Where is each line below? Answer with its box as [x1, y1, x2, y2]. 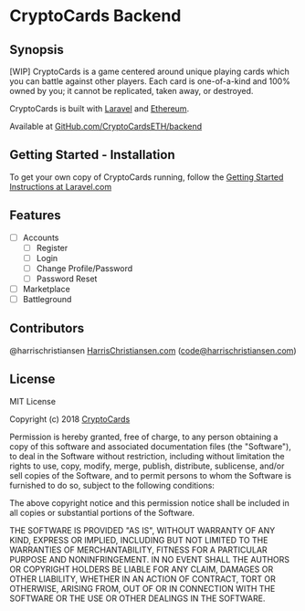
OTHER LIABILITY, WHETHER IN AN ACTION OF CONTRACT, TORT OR [9, 573, 276, 585]
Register [36, 242, 68, 253]
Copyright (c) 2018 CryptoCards [9, 413, 131, 425]
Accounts [22, 232, 59, 243]
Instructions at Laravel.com [9, 181, 112, 192]
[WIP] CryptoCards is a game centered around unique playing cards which [9, 66, 289, 77]
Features [9, 207, 61, 224]
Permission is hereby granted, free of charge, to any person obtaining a [9, 431, 279, 442]
